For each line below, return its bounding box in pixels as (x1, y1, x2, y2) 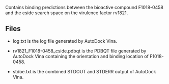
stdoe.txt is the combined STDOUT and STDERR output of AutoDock (12, 68, 156, 74)
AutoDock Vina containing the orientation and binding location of (12, 53, 149, 59)
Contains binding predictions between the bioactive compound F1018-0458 (5, 5, 164, 10)
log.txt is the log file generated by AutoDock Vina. (12, 38, 117, 44)
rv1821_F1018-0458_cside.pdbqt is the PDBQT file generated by (12, 48, 147, 54)
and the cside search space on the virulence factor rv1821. (5, 10, 128, 16)
